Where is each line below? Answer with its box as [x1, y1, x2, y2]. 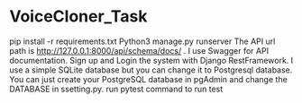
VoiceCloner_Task [9, 6, 148, 27]
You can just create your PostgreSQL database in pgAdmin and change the [9, 73, 288, 84]
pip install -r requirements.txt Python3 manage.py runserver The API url [9, 36, 276, 47]
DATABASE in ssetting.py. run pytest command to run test [9, 83, 224, 94]
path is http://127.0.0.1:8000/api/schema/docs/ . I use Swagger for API [9, 45, 269, 56]
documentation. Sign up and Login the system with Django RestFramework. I [9, 55, 294, 65]
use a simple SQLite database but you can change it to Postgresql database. [9, 64, 293, 75]
